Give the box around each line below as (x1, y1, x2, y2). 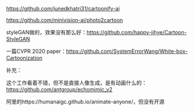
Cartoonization (6, 55, 43, 61)
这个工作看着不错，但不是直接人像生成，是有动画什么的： (6, 80, 147, 86)
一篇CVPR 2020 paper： (6, 47, 67, 55)
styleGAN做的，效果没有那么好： (6, 29, 87, 36)
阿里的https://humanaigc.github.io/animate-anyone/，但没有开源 (6, 98, 165, 105)
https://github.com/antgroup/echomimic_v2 (6, 86, 113, 93)
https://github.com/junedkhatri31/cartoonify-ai (6, 5, 120, 12)
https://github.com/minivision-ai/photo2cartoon (6, 17, 123, 23)
